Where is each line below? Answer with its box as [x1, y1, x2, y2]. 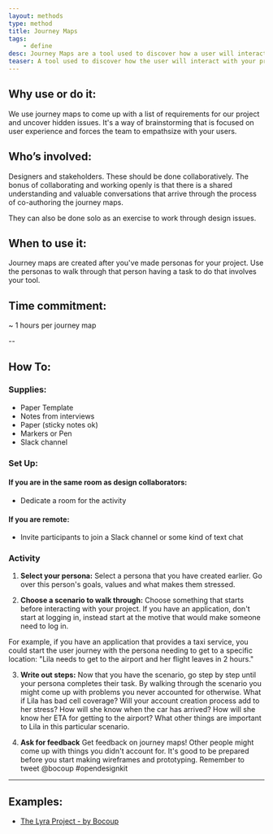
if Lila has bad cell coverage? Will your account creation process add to [19, 696, 260, 706]
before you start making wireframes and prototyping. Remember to [19, 755, 245, 765]
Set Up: [8, 457, 39, 468]
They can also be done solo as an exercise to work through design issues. [8, 213, 257, 223]
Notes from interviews [19, 411, 95, 421]
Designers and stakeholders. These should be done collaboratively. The [8, 172, 249, 181]
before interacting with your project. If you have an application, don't [19, 604, 250, 614]
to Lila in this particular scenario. [19, 722, 130, 732]
